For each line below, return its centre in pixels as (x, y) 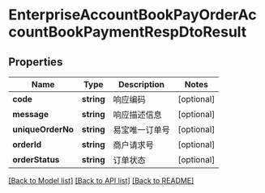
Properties (36, 62)
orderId (27, 145)
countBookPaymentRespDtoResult (128, 32)
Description (141, 84)
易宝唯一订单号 (141, 130)
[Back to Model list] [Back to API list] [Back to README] (101, 180)
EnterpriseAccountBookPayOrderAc (132, 15)
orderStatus (36, 159)
